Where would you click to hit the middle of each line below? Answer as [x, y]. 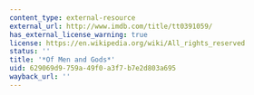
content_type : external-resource [73, 18]
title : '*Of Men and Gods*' [63, 60]
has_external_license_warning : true [78, 34]
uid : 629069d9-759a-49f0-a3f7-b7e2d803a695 [93, 69]
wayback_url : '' [40, 77]
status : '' [30, 52]
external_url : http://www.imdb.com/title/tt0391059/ [111, 26]
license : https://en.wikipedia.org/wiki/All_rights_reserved [127, 43]
